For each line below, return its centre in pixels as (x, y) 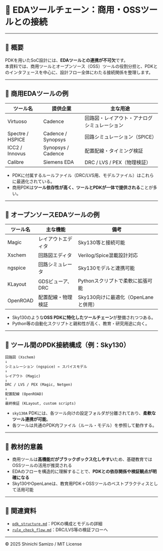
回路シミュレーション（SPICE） (121, 137)
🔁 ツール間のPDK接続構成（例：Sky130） (67, 345)
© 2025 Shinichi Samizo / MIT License (43, 544)
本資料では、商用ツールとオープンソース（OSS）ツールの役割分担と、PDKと (81, 66)
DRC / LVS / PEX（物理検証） (118, 162)
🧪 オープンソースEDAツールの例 (52, 215)
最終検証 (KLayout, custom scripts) (41, 404)
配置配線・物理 (55, 297)
